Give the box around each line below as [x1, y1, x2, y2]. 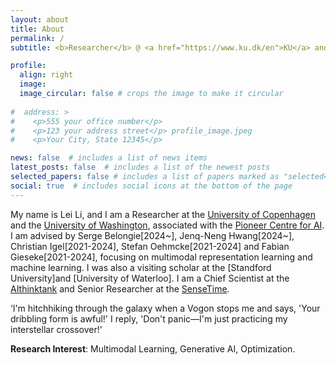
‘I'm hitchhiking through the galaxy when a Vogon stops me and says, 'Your [10, 302, 321, 314]
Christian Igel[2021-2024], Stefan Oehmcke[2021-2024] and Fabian [10, 240, 290, 252]
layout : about [10, 14, 70, 25]
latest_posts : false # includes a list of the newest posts [10, 162, 271, 173]
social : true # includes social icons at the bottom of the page [10, 181, 293, 191]
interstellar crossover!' [10, 323, 103, 335]
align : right [19, 70, 74, 80]
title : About [10, 24, 65, 34]
